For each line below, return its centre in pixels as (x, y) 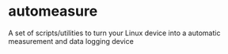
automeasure (53, 11)
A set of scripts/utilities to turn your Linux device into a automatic (114, 33)
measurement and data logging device (71, 41)
